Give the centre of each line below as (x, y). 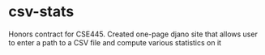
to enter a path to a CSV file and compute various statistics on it (115, 42)
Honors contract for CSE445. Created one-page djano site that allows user (133, 34)
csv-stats (41, 12)
